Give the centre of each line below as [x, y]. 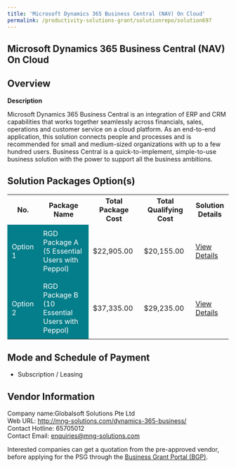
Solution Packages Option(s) [71, 181]
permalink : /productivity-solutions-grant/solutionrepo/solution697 [110, 20]
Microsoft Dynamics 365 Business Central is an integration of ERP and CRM [117, 114]
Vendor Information [51, 397]
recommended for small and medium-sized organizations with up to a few [114, 144]
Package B [61, 294]
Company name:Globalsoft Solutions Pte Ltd [71, 414]
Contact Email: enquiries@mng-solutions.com [74, 436]
